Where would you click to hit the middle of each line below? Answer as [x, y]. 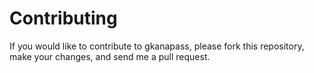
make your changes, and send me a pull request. [110, 56]
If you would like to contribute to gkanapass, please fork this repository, [157, 46]
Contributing [63, 18]
